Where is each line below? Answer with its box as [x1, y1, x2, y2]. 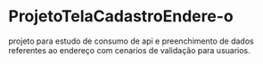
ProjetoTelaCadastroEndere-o [8, 6, 234, 27]
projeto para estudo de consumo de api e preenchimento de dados [8, 36, 255, 46]
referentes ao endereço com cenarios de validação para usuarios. [8, 44, 251, 55]
